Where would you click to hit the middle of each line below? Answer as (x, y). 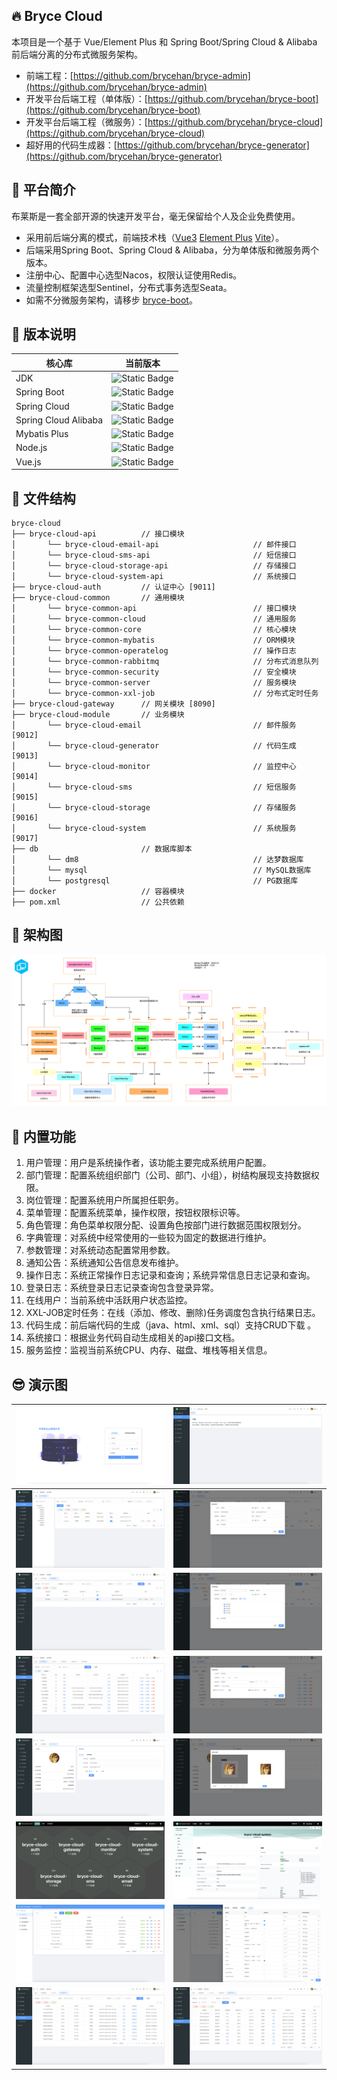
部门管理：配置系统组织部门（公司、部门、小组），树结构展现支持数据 (168, 1175)
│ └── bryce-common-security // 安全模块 (154, 672)
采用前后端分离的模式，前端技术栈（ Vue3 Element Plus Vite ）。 (155, 237)
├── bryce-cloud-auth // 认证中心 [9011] (113, 587)
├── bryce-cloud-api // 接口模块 (98, 534)
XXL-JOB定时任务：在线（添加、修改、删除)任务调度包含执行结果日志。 (173, 1313)
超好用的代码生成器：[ (71, 145)
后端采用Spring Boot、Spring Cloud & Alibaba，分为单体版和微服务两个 (172, 250)
